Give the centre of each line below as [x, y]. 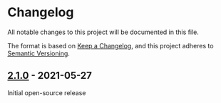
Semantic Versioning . [38, 53]
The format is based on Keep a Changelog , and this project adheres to [110, 45]
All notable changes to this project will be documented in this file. [103, 32]
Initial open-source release [47, 92]
